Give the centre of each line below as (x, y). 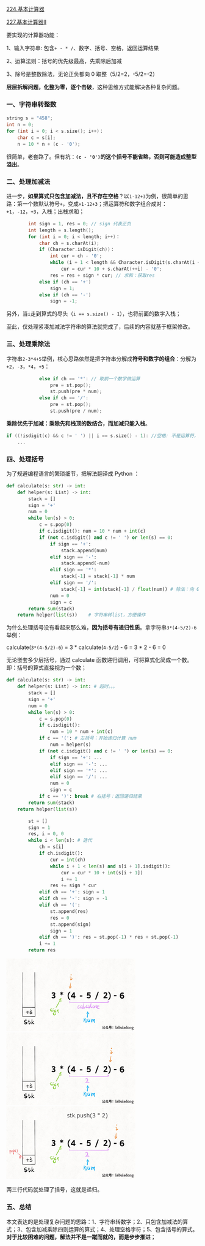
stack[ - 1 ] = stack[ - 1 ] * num (98, 576)
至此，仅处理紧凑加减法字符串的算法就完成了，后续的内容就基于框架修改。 (100, 327)
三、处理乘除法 (28, 344)
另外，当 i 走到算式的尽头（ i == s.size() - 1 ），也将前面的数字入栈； (94, 313)
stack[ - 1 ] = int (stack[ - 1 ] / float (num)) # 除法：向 (127, 589)
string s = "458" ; (30, 118)
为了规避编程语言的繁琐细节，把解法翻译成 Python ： (73, 473)
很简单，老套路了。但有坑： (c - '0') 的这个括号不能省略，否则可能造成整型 (102, 156)
